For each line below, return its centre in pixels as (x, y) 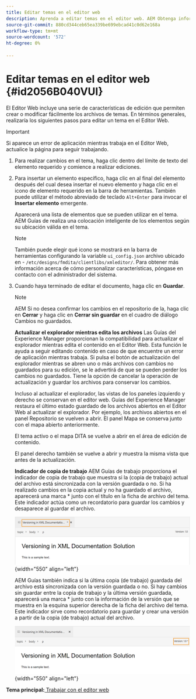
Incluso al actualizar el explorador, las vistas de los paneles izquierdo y (100, 393)
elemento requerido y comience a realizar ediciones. (78, 166)
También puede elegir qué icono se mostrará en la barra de (86, 250)
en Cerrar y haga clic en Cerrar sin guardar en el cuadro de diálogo (96, 315)
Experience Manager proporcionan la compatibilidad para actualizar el (99, 338)
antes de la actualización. (45, 459)
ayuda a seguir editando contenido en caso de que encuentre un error (99, 351)
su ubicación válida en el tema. (52, 227)
